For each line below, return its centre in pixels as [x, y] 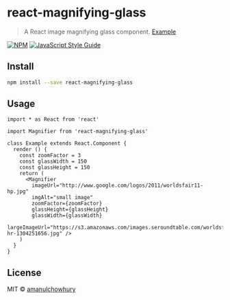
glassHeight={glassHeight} [70, 210]
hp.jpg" [18, 192]
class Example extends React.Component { [67, 143]
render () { [30, 150]
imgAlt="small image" [63, 198]
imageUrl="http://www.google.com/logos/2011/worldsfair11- [118, 186]
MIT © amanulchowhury [41, 289]
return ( [32, 174]
